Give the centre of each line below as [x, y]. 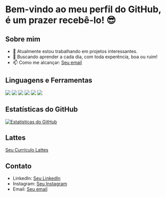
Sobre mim [23, 39]
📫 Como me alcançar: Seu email [47, 63]
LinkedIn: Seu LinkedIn [37, 178]
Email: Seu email [30, 189]
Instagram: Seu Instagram [40, 184]
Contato [18, 166]
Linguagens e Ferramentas [49, 80]
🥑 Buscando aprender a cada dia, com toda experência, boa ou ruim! [85, 57]
